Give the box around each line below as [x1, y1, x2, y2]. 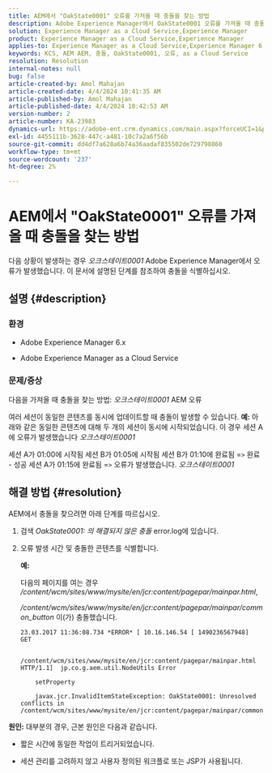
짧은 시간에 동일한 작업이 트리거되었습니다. [19, 739, 155, 749]
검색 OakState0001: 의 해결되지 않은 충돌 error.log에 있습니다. [19, 526, 219, 535]
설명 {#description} [8, 292, 107, 306]
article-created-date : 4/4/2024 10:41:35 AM [8, 87, 161, 96]
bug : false [8, 72, 45, 80]
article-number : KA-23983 [8, 118, 96, 126]
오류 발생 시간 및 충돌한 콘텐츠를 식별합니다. [19, 543, 159, 552]
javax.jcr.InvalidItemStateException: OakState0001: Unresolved [35, 692, 257, 700]
